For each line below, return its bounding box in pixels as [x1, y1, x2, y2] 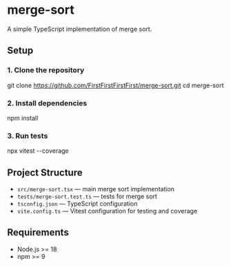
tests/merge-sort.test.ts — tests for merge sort [17, 192, 157, 201]
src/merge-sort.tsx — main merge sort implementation [17, 185, 174, 193]
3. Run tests [7, 131, 48, 140]
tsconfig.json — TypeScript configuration [17, 200, 138, 208]
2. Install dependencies [7, 98, 88, 108]
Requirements [7, 226, 69, 239]
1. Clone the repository [7, 65, 85, 75]
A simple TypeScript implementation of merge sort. [7, 25, 152, 33]
